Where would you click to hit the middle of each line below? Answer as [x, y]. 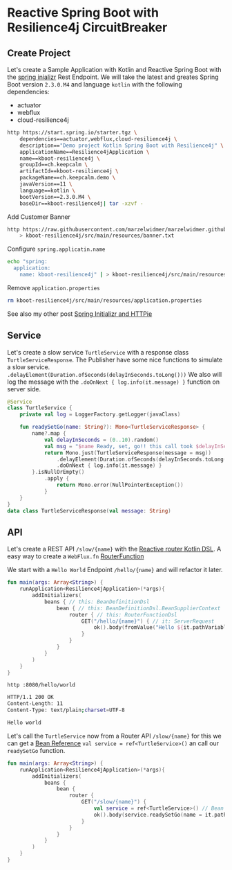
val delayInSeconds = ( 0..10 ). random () [101, 440]
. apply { [57, 479]
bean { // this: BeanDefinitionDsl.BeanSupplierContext [138, 608]
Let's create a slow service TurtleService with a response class [98, 352]
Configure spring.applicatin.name [56, 249]
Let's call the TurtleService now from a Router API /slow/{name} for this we [115, 736]
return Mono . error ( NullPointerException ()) [120, 485]
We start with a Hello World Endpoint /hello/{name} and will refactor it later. [115, 570]
